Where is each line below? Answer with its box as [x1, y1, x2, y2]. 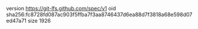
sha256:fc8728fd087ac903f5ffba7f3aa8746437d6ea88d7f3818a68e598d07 [6, 11, 193, 18]
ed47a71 [6, 17, 27, 24]
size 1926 [27, 17, 51, 24]
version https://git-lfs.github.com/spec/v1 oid [6, 5, 116, 12]
